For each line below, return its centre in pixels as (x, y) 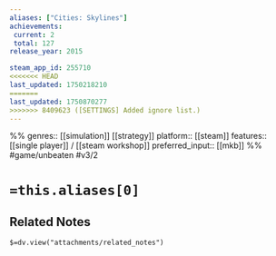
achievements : (36, 26)
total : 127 (34, 43)
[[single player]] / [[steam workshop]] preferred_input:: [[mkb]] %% (136, 145)
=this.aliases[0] (75, 190)
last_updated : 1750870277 (58, 102)
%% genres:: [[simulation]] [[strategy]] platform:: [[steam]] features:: (138, 136)
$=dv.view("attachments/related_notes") (87, 243)
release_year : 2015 (46, 52)
